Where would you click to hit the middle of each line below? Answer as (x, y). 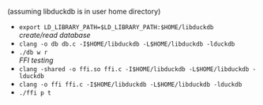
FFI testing (36, 60)
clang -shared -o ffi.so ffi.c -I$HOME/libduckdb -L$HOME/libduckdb (134, 69)
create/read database (55, 35)
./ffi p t (35, 93)
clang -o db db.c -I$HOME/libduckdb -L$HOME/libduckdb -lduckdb (127, 44)
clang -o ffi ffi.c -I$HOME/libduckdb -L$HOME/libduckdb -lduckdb (130, 84)
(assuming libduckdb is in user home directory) (84, 11)
